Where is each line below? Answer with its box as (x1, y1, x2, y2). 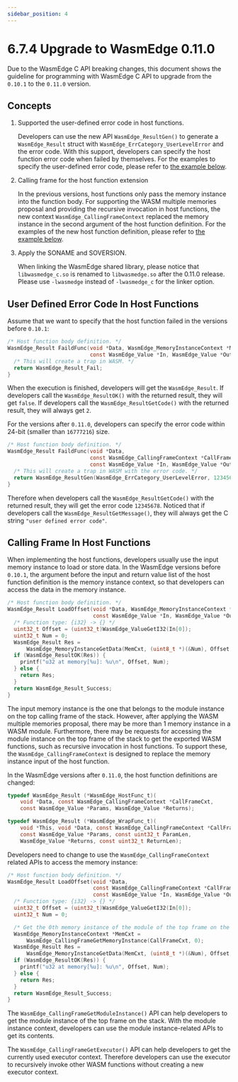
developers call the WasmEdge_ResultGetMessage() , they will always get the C (7, 508, 229, 517)
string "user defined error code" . (7, 516, 108, 525)
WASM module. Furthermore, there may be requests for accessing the (7, 727, 212, 735)
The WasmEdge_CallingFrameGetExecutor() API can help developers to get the (7, 1045, 232, 1054)
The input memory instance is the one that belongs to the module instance (7, 704, 225, 712)
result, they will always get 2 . (7, 406, 92, 415)
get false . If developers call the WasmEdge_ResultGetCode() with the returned (7, 399, 229, 407)
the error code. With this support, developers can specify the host (17, 147, 211, 156)
